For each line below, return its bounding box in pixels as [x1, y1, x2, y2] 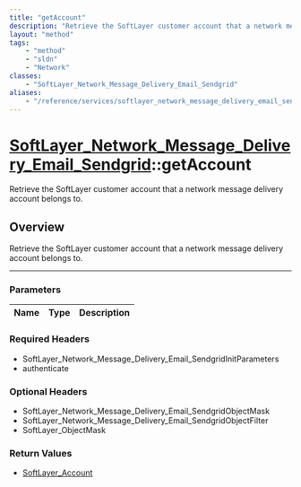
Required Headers [9, 333, 90, 345]
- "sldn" [25, 55, 58, 64]
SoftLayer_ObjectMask [21, 425, 106, 436]
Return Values [9, 447, 73, 459]
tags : [9, 38, 30, 48]
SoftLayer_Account [21, 467, 93, 478]
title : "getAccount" [9, 13, 87, 22]
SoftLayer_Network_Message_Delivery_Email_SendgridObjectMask [21, 405, 271, 417]
